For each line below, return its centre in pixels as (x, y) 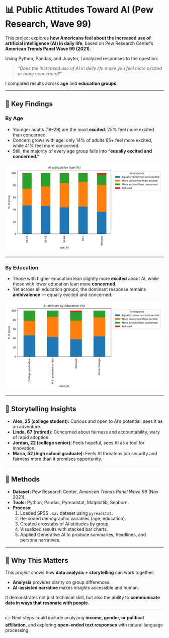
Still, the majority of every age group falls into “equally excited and (82, 151)
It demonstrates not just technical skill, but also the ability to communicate (82, 598)
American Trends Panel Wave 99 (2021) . (48, 48)
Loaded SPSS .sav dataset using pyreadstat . (66, 513)
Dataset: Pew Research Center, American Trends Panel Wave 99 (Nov (86, 492)
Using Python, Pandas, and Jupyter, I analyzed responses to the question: (82, 58)
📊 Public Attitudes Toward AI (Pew (79, 10)
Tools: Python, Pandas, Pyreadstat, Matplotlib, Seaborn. (71, 502)
